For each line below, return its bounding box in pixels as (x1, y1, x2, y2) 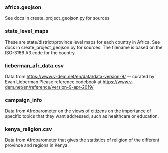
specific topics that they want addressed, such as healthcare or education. (5, 113, 159, 119)
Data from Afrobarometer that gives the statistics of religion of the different (5, 137, 160, 143)
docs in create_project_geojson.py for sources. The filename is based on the (5, 44, 163, 50)
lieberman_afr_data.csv (5, 62, 64, 69)
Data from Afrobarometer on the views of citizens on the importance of (5, 108, 151, 114)
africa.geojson (5, 4, 41, 11)
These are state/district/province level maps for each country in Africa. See (5, 39, 160, 45)
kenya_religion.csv (5, 126, 52, 133)
